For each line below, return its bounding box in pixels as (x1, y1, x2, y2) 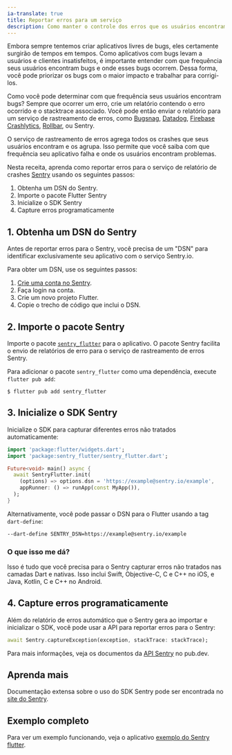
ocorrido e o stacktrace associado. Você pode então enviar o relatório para (7, 107, 221, 115)
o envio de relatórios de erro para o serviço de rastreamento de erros (7, 347, 205, 355)
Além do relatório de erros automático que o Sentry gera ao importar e (7, 616, 208, 624)
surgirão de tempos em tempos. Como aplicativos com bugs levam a (7, 49, 202, 57)
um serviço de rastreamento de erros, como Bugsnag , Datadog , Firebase (7, 114, 215, 123)
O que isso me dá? (7, 547, 70, 556)
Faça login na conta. (17, 286, 75, 294)
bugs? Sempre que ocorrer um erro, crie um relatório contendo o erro (7, 100, 205, 108)
